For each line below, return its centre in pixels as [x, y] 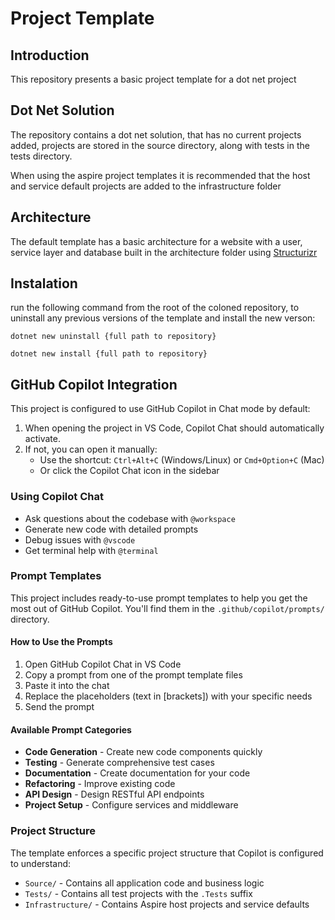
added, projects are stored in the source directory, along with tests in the [160, 145]
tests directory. [41, 156]
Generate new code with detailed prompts [111, 529]
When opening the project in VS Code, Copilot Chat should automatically [174, 428]
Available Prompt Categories [71, 729]
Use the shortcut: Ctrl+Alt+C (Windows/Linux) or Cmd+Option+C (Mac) [182, 460]
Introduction [50, 55]
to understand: [41, 863]
